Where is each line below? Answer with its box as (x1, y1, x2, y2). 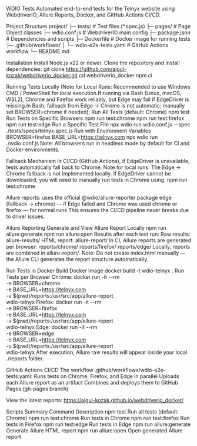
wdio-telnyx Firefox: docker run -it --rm (6, 298, 102, 305)
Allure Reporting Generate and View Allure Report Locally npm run (6, 224, 166, 231)
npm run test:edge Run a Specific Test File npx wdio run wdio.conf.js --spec (6, 121, 191, 128)
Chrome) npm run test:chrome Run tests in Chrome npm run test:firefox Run (6, 415, 190, 421)
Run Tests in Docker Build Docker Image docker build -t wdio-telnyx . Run (6, 267, 184, 274)
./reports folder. (6, 355, 44, 362)
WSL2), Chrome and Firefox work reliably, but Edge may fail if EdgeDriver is (6, 96, 189, 103)
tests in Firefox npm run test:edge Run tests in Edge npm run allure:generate (6, 421, 191, 428)
